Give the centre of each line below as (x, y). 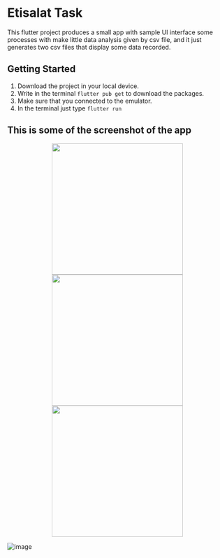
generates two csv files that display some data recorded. (89, 47)
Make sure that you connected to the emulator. (85, 101)
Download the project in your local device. (78, 86)
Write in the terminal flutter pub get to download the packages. (111, 93)
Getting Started (42, 69)
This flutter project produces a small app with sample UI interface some (110, 32)
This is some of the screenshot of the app (100, 130)
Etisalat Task (45, 13)
